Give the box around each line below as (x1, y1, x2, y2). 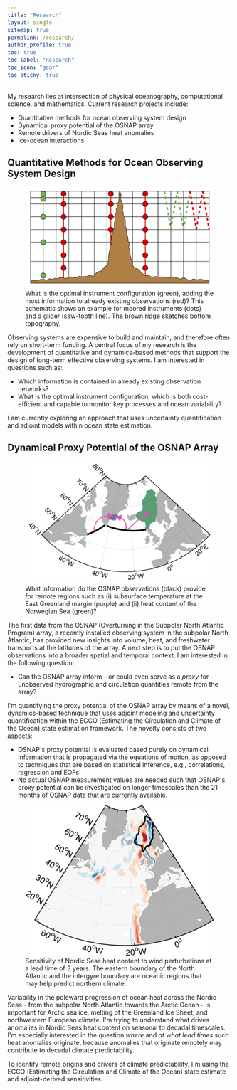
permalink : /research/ (7, 34, 75, 41)
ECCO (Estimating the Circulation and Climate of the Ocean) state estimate (7, 1067, 226, 1076)
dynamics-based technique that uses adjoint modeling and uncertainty (7, 709, 215, 717)
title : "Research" (7, 11, 62, 18)
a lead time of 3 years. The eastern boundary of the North (25, 964, 195, 973)
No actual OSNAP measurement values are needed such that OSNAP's (17, 776, 226, 784)
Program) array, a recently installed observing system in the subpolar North (7, 628, 229, 637)
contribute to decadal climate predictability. (7, 1046, 135, 1054)
